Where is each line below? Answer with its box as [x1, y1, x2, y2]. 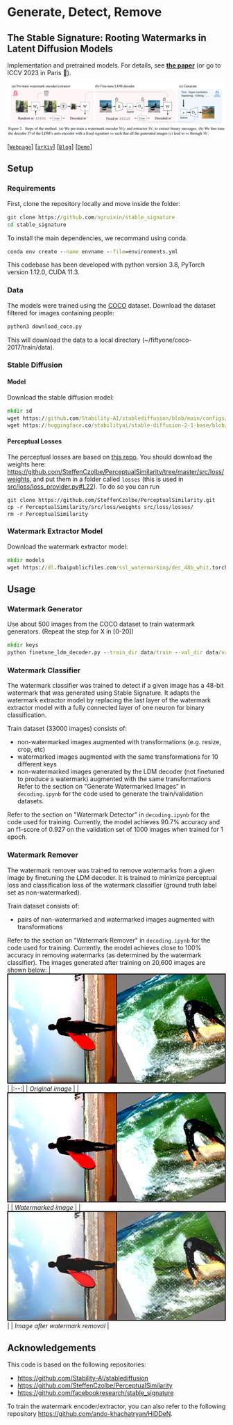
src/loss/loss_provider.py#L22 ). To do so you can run [7, 482, 159, 491]
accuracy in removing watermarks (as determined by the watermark [7, 951, 202, 959]
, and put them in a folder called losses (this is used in [29, 475, 184, 483]
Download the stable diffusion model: [7, 393, 114, 401]
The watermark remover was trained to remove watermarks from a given [7, 866, 215, 874]
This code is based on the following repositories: [7, 1360, 146, 1369]
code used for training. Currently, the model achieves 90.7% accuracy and [7, 818, 221, 826]
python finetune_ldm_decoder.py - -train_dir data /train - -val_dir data [7, 649, 218, 656]
